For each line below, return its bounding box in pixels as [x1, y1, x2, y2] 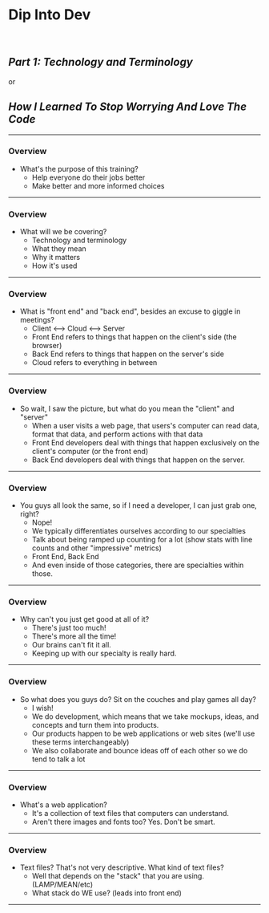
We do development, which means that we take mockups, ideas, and [31, 712, 259, 721]
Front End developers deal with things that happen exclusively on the [31, 437, 260, 447]
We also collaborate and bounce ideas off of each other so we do [31, 745, 248, 755]
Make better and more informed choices [31, 181, 166, 190]
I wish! [31, 703, 54, 712]
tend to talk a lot [31, 754, 86, 764]
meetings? [19, 315, 54, 325]
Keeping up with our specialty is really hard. [31, 648, 177, 659]
